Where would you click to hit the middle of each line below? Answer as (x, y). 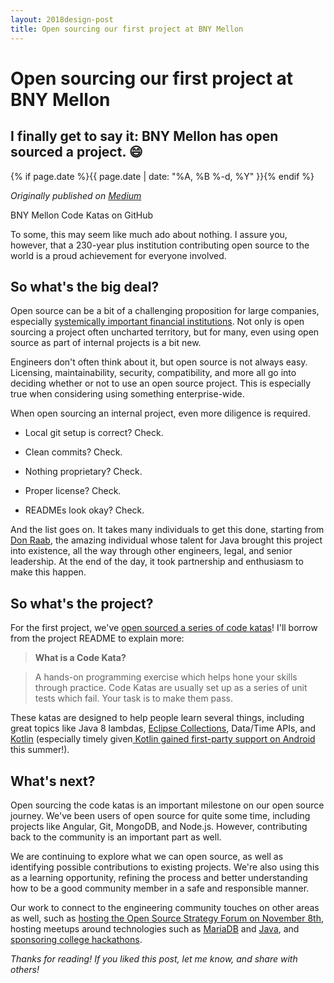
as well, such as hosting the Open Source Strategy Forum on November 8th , (167, 918)
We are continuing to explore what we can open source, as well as (147, 856)
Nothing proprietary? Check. (83, 472)
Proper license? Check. (73, 491)
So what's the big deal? (85, 286)
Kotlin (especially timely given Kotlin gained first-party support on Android (163, 739)
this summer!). (40, 750)
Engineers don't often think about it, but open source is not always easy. (159, 362)
